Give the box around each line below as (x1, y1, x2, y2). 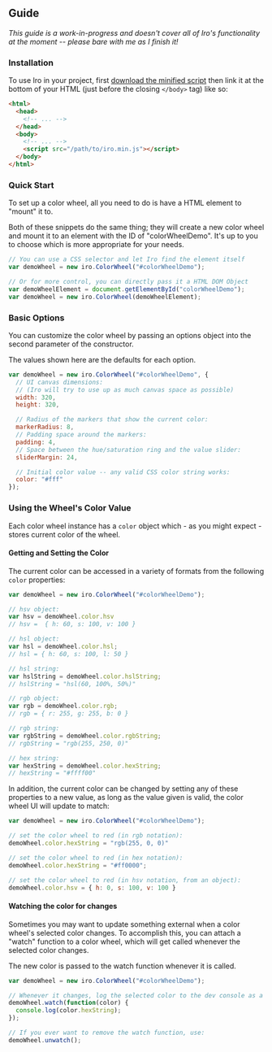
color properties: (8, 575, 66, 585)
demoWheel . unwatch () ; (8, 1036, 82, 1044)
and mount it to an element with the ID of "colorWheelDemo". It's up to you (8, 231, 258, 241)
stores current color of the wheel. (8, 529, 120, 539)
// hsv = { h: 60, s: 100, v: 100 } (8, 620, 136, 628)
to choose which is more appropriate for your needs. (8, 240, 184, 250)
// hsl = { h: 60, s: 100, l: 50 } (8, 650, 129, 658)
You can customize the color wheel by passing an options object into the (8, 330, 252, 340)
